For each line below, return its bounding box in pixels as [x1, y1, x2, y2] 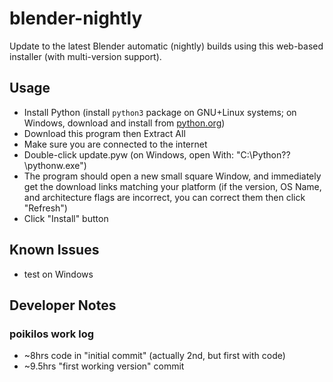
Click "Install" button [23, 212, 109, 224]
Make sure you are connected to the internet [23, 138, 208, 150]
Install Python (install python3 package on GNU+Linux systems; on [23, 106, 297, 118]
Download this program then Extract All [23, 127, 186, 139]
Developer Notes [9, 297, 117, 314]
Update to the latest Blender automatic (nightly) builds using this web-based [9, 40, 324, 52]
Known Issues [9, 242, 100, 259]
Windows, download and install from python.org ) [23, 117, 226, 129]
